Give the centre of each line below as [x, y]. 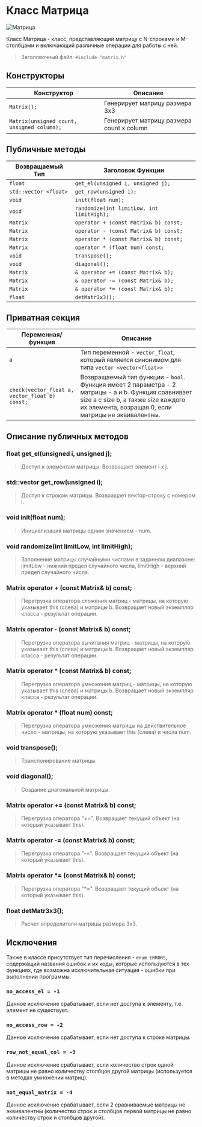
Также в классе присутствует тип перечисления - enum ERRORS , [87, 957]
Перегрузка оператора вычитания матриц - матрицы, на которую [106, 642]
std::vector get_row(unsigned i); [55, 482]
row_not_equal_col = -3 [41, 1052]
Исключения [32, 943]
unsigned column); [35, 127]
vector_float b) [32, 396]
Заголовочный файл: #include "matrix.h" [74, 57]
